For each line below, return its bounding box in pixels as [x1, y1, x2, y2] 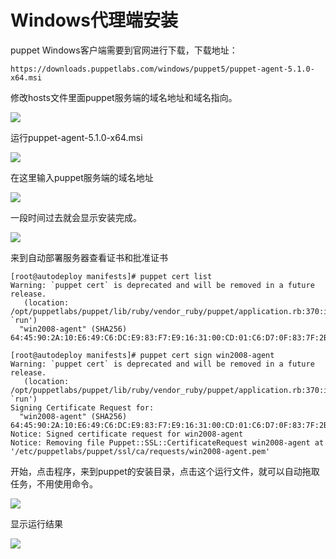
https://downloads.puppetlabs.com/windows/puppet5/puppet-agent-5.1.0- [10, 64, 315, 74]
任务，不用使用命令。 [10, 477, 98, 490]
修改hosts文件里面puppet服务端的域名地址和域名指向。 [10, 91, 238, 103]
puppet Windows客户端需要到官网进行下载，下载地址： [10, 44, 238, 56]
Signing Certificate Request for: [10, 402, 155, 413]
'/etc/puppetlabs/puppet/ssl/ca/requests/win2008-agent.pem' [10, 446, 271, 456]
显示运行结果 [10, 517, 63, 530]
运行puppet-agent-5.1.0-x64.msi [10, 131, 143, 143]
